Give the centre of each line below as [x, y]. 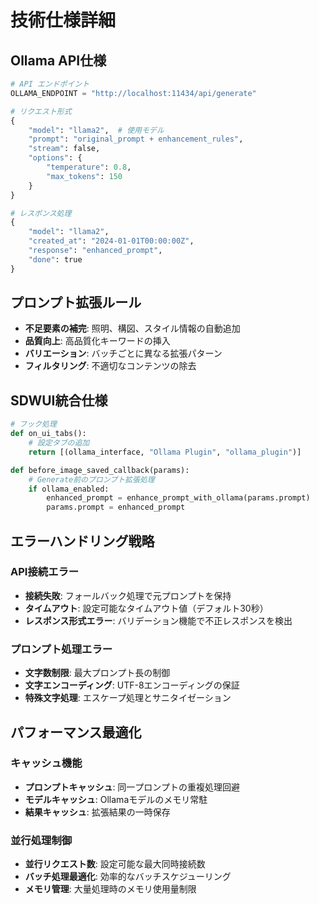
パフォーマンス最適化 [76, 732]
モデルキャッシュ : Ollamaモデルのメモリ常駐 [116, 799]
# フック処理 [33, 424]
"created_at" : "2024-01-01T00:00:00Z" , [111, 241]
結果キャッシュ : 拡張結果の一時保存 [97, 812]
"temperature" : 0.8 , [89, 167]
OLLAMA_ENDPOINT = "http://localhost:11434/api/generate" [133, 93]
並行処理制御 [41, 840]
